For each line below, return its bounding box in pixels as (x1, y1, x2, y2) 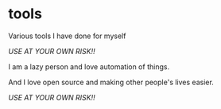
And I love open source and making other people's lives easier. (8, 77, 215, 87)
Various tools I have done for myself (8, 31, 126, 41)
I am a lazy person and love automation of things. (8, 61, 169, 72)
